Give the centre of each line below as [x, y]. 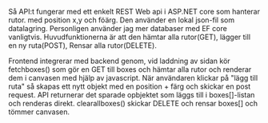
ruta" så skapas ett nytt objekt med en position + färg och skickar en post [130, 86]
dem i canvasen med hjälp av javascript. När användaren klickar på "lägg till [133, 78]
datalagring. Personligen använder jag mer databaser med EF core [118, 28]
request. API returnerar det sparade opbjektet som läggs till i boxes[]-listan [132, 95]
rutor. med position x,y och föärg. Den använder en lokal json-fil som [121, 20]
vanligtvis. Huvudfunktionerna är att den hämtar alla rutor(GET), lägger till [129, 37]
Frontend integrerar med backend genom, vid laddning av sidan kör [119, 61]
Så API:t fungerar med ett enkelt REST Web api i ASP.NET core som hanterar [134, 12]
